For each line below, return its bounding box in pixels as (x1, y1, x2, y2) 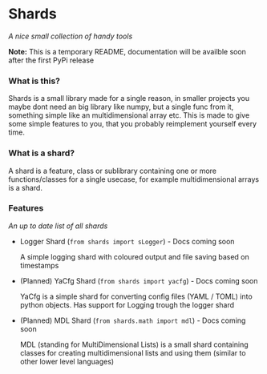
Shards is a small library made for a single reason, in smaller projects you (8, 94, 250, 103)
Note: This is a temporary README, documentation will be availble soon (8, 46, 247, 56)
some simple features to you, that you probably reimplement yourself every (8, 119, 257, 129)
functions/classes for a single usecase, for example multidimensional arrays (8, 174, 259, 184)
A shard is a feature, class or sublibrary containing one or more (8, 166, 216, 175)
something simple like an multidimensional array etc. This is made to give (8, 111, 250, 120)
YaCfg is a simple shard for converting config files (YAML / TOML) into (19, 292, 253, 301)
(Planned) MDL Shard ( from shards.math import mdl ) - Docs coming (19, 316, 246, 325)
